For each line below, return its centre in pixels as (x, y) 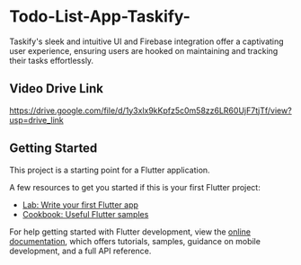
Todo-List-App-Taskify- (100, 17)
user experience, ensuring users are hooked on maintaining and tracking (144, 50)
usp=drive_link (37, 119)
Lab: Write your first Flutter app (80, 205)
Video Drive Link (56, 88)
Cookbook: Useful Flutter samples (85, 214)
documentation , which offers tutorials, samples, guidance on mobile (135, 241)
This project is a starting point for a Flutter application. (110, 170)
